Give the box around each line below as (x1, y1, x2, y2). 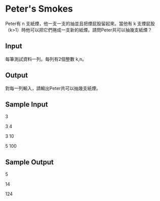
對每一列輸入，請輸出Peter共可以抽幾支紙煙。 (5, 85, 101, 91)
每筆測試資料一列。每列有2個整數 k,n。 (5, 56, 87, 62)
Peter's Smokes (5, 3, 73, 15)
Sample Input (5, 100, 48, 109)
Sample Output (5, 158, 54, 166)
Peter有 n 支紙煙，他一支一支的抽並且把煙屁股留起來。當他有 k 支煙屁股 (5, 20, 155, 26)
